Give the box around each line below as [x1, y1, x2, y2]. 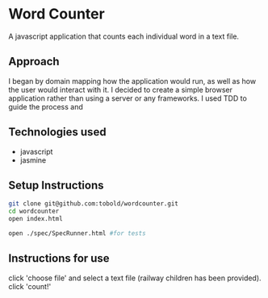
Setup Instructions [8, 178, 104, 192]
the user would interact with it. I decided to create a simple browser [8, 85, 232, 94]
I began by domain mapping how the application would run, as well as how [8, 76, 257, 85]
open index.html [8, 215, 63, 223]
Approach [8, 55, 60, 68]
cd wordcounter [8, 207, 60, 216]
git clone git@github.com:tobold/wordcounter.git [8, 200, 179, 208]
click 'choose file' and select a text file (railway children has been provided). [8, 273, 262, 283]
